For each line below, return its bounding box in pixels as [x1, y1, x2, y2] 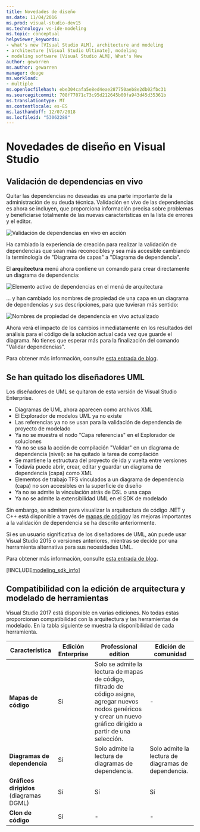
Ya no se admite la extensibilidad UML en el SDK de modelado [14, 495, 168, 502]
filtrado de [94, 682, 124, 690]
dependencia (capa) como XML [14, 470, 93, 477]
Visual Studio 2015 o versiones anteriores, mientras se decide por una [6, 537, 178, 545]
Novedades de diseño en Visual [6, 140, 165, 154]
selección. [94, 735, 124, 743]
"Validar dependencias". [6, 343, 65, 350]
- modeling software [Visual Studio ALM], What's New [6, 53, 143, 59]
